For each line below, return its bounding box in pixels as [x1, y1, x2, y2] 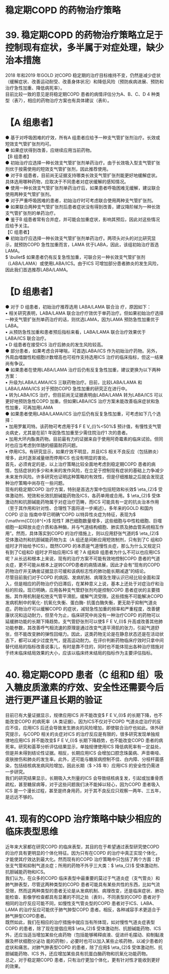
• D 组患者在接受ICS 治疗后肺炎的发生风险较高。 [5, 342, 106, 347]
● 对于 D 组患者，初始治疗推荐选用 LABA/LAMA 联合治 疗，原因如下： [5, 304, 152, 310]
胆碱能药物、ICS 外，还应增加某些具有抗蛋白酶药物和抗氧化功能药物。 [5, 950, 150, 956]
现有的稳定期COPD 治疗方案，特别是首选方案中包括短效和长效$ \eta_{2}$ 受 [5, 486, 163, 492]
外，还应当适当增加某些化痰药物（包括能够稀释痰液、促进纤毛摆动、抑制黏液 [5, 932, 164, 938]
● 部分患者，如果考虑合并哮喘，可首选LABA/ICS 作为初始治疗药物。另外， [5, 348, 160, 354]
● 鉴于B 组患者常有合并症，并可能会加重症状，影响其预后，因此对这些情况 [5, 216, 160, 222]
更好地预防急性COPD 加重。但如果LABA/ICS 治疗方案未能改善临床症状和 [5, 398, 155, 404]
